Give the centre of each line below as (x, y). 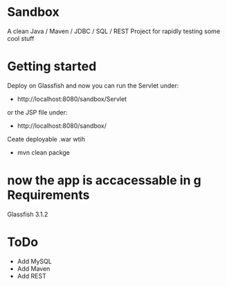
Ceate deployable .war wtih (46, 139)
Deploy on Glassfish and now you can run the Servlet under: (93, 85)
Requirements (48, 195)
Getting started (52, 67)
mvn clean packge (44, 152)
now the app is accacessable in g (105, 181)
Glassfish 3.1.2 (28, 214)
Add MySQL (34, 261)
